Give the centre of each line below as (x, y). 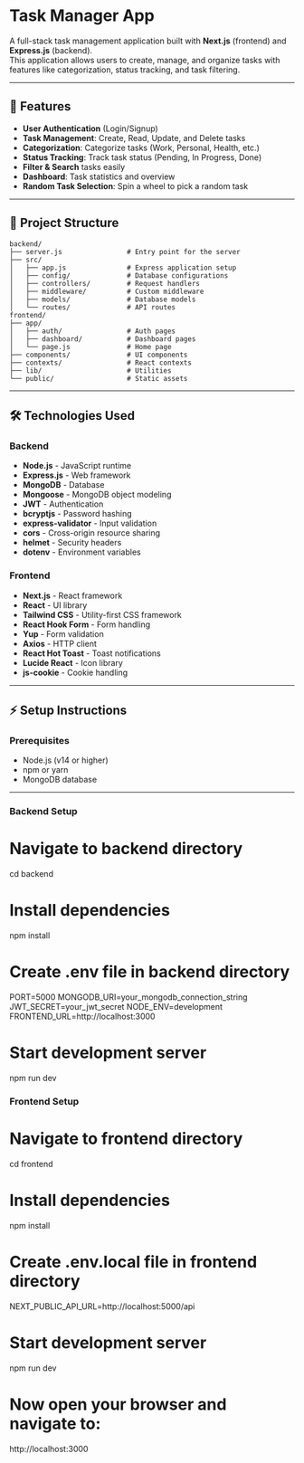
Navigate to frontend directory (126, 1139)
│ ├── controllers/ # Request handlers (105, 283)
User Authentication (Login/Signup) (90, 128)
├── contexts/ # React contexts (101, 363)
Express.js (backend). (51, 50)
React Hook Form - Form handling (86, 624)
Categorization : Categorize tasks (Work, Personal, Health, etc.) (141, 147)
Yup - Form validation (63, 633)
